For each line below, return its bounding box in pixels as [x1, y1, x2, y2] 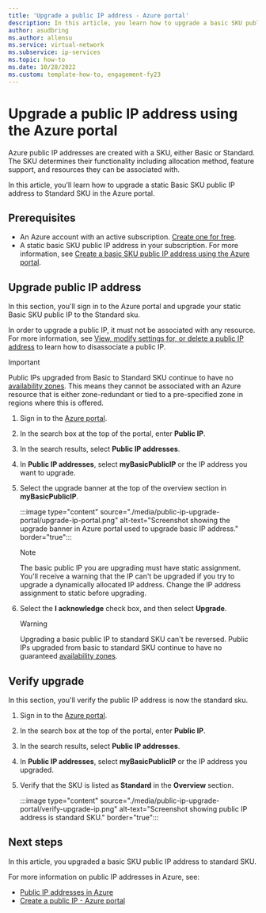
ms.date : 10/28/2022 [8, 63, 77, 71]
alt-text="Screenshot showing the [120, 516, 231, 525]
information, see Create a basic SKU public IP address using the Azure [19, 249, 250, 258]
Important [8, 357, 40, 367]
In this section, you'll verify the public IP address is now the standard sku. [8, 695, 249, 705]
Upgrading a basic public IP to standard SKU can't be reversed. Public [19, 635, 249, 644]
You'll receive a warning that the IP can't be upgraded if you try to [19, 571, 235, 581]
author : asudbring [8, 26, 69, 34]
